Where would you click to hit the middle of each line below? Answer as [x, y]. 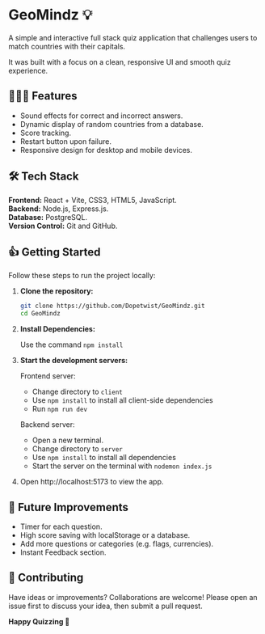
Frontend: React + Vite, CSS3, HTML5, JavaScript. [93, 200]
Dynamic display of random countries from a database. [111, 124]
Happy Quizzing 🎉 [39, 621]
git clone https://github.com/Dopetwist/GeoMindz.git [112, 306]
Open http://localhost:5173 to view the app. [92, 482]
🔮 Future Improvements [69, 507]
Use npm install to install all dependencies [104, 458]
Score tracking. [45, 133]
